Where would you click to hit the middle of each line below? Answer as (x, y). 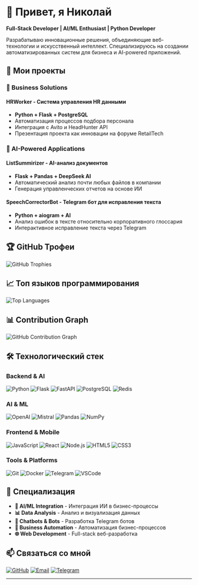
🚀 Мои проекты (36, 71)
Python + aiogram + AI (43, 215)
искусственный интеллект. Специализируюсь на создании (114, 46)
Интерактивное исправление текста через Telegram (80, 228)
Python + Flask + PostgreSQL (51, 115)
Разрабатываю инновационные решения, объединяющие (79, 40)
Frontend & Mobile (33, 432)
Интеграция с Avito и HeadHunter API (61, 127)
